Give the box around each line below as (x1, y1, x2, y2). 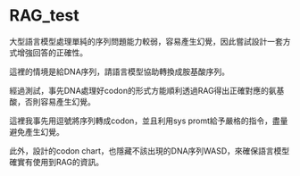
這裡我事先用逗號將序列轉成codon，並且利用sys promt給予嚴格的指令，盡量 (9, 115, 288, 126)
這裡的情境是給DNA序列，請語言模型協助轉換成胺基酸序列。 (9, 66, 230, 77)
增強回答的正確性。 (16, 46, 87, 58)
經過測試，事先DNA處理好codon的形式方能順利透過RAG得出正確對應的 (9, 85, 270, 96)
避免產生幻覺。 (9, 126, 64, 137)
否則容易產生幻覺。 (24, 96, 96, 107)
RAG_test (9, 5, 80, 26)
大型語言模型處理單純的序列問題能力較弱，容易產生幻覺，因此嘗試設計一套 (9, 36, 283, 46)
